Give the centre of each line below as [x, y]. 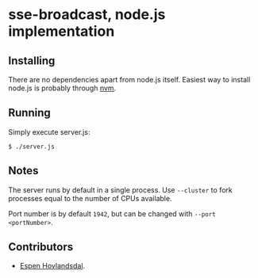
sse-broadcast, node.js [87, 15]
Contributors [41, 247]
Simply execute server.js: [49, 131]
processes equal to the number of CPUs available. [90, 198]
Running [30, 113]
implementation [62, 31]
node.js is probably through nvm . [62, 88]
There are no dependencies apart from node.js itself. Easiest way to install [129, 80]
